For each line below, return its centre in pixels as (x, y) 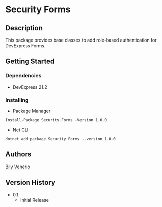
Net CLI (20, 130)
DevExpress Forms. (25, 46)
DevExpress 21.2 (30, 87)
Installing (17, 100)
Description (24, 28)
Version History (30, 182)
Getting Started (30, 61)
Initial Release (34, 200)
